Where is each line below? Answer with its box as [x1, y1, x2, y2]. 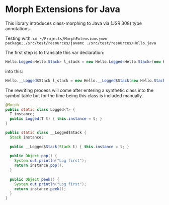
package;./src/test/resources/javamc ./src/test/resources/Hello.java [5, 40, 156, 46]
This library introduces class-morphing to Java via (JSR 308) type [5, 20, 142, 26]
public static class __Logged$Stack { [5, 130, 87, 135]
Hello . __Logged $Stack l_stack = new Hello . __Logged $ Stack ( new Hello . [5, 78, 154, 83]
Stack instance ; [10, 134, 44, 140]
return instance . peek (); [14, 186, 66, 191]
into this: [5, 68, 24, 74]
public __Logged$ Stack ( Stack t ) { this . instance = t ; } [10, 144, 129, 149]
